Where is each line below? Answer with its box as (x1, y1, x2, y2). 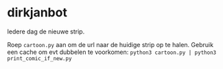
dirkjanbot (7, 5, 67, 20)
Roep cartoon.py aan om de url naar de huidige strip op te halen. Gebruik (7, 40, 214, 49)
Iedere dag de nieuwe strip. (7, 27, 85, 36)
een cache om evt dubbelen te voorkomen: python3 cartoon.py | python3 (7, 48, 217, 56)
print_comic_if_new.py (7, 55, 72, 62)
